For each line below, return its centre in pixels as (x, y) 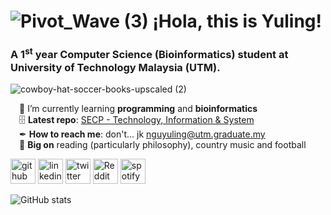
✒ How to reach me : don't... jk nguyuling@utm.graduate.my (142, 134)
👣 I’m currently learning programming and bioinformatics (138, 108)
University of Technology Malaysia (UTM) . (115, 67)
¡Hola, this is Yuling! (237, 21)
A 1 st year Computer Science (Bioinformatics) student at (149, 54)
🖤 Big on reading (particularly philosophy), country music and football (163, 144)
